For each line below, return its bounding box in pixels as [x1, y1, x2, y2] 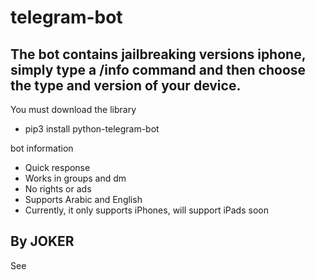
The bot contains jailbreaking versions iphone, [10, 46, 307, 63]
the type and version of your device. [10, 77, 242, 94]
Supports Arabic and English [24, 194, 143, 205]
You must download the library [10, 104, 137, 115]
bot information [10, 142, 74, 154]
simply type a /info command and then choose [10, 61, 307, 78]
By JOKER [10, 233, 75, 250]
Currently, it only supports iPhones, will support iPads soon [24, 204, 269, 216]
